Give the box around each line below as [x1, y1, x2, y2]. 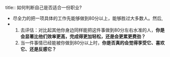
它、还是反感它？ [20, 46, 57, 52]
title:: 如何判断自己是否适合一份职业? [5, 5, 82, 10]
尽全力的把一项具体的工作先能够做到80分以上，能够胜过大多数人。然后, [12, 15, 163, 21]
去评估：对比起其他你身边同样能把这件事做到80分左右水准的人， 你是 [20, 27, 165, 33]
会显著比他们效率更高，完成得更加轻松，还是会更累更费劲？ [20, 34, 146, 39]
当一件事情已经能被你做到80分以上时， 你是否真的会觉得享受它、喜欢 [20, 40, 165, 46]
